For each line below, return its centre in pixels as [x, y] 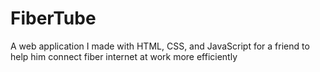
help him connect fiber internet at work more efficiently [124, 56]
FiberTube [53, 18]
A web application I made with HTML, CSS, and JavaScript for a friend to [160, 46]
